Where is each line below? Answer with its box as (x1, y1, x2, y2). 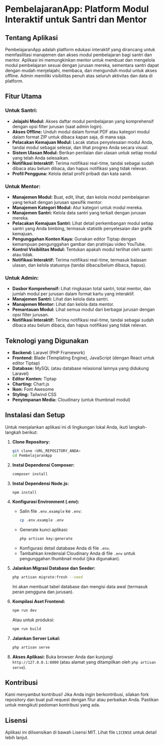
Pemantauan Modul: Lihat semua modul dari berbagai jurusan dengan (12, 306, 155, 312)
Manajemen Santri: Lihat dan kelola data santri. (12, 296, 109, 302)
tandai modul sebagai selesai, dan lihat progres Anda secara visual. (12, 144, 149, 150)
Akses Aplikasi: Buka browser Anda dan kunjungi (12, 654, 113, 660)
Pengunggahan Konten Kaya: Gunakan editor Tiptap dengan (12, 236, 137, 242)
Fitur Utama (5, 92, 42, 101)
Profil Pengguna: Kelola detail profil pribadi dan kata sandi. (12, 170, 133, 176)
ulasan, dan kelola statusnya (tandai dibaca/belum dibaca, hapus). (12, 262, 146, 268)
